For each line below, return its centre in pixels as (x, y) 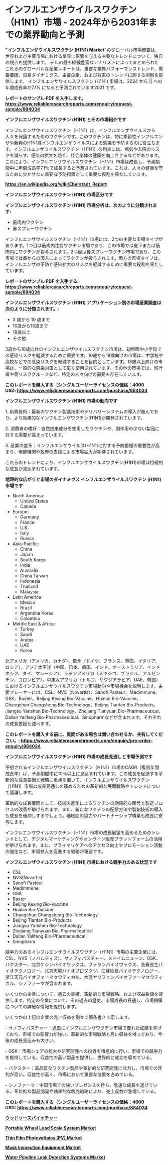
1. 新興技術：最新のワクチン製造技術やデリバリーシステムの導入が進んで (80, 411)
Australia (29, 570)
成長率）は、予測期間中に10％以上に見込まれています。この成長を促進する (82, 773)
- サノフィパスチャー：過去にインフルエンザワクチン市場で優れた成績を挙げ (83, 1028)
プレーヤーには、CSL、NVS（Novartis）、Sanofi (59, 692)
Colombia (30, 618)
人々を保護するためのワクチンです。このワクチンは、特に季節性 (71, 136)
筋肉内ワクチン (28, 222)
